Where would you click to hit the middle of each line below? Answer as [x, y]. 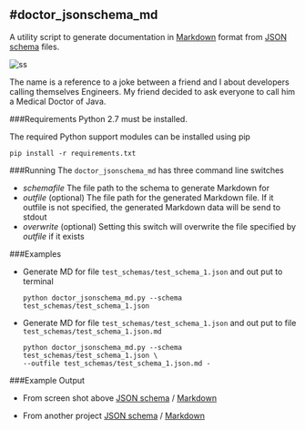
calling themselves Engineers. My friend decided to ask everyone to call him [152, 91]
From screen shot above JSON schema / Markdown [119, 398]
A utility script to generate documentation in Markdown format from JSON [148, 36]
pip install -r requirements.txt [73, 153]
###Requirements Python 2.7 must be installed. [99, 118]
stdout [35, 217]
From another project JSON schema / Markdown [113, 415]
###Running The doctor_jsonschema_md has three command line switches [147, 170]
